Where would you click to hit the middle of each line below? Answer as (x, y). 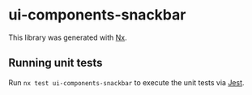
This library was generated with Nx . (68, 37)
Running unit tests (56, 63)
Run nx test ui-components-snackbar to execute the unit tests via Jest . (126, 82)
